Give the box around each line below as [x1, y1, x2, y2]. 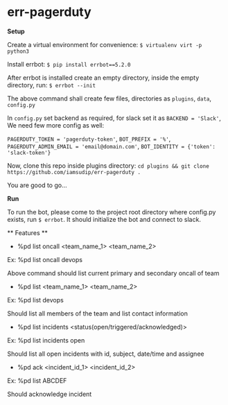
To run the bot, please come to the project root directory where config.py [7, 207, 216, 216]
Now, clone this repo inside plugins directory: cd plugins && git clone [7, 161, 209, 170]
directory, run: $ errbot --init [7, 80, 96, 89]
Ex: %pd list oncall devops [7, 255, 83, 264]
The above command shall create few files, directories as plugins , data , [7, 94, 212, 103]
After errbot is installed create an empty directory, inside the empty [7, 74, 200, 82]
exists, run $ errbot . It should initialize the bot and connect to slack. [7, 215, 201, 223]
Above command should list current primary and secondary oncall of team [7, 268, 220, 277]
